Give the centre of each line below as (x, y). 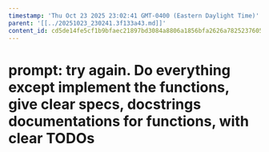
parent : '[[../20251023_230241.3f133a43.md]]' (87, 23)
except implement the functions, (119, 87)
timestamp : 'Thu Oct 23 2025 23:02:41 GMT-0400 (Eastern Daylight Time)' (134, 16)
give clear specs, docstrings (105, 104)
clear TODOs (52, 138)
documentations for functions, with (129, 121)
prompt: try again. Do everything (119, 70)
